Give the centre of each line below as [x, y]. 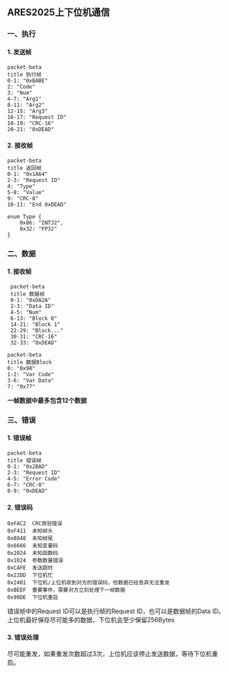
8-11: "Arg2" [26, 105]
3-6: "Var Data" [31, 380]
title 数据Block [30, 362]
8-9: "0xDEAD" [28, 491]
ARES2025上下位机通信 [58, 13]
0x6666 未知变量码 [33, 546]
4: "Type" [22, 186]
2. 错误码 [20, 507]
